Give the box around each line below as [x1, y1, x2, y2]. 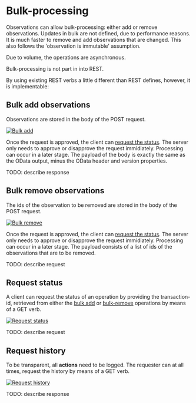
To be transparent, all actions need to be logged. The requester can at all [6, 361, 184, 369]
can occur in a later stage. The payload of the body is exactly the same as [6, 151, 185, 158]
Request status [6, 278, 63, 288]
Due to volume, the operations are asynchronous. [6, 54, 126, 61]
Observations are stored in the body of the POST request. [6, 115, 146, 123]
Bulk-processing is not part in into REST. [6, 65, 104, 72]
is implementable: [6, 82, 49, 90]
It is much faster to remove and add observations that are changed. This [6, 36, 181, 43]
